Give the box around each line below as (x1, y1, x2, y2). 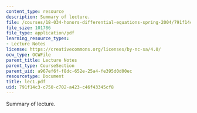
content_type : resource (6, 8, 64, 15)
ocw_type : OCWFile (6, 52, 51, 58)
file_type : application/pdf (6, 30, 75, 36)
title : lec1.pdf (6, 79, 46, 85)
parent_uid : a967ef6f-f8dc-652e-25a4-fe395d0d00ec (6, 68, 133, 74)
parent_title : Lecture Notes (6, 57, 77, 63)
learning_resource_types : (6, 36, 69, 41)
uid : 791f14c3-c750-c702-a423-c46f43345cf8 (6, 84, 114, 90)
